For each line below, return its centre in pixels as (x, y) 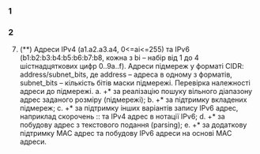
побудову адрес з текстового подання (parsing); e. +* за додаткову (133, 125)
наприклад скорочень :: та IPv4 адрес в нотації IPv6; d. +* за (122, 117)
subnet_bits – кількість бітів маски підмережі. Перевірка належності (135, 83)
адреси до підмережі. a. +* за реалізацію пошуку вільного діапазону (136, 92)
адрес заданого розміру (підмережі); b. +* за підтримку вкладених (133, 100)
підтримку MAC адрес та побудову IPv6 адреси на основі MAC (126, 133)
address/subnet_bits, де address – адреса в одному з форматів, (126, 75)
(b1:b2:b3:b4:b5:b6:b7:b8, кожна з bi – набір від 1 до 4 (109, 58)
